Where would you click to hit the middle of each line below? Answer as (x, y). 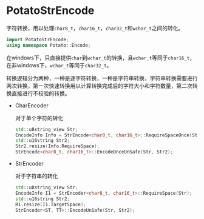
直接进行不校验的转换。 (41, 93)
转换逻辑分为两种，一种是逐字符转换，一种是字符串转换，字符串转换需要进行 (102, 78)
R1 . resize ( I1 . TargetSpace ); (50, 204)
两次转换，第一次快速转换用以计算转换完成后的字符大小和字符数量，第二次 (99, 86)
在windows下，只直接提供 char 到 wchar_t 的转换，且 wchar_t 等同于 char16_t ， (101, 58)
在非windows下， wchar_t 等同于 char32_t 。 (59, 65)
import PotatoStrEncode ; (38, 39)
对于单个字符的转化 (39, 118)
